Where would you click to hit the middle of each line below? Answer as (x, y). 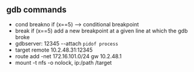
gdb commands (36, 10)
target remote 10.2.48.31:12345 (54, 50)
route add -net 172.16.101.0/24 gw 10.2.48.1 (68, 56)
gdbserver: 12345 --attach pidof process (66, 43)
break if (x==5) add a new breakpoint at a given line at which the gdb (101, 31)
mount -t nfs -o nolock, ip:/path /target (63, 62)
